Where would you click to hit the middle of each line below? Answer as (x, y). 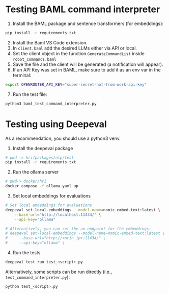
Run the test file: (30, 94)
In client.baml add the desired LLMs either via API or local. (75, 48)
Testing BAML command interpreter (83, 9)
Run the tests (26, 253)
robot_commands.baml (34, 59)
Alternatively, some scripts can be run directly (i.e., (59, 272)
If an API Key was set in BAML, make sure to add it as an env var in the (87, 69)
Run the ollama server (36, 172)
